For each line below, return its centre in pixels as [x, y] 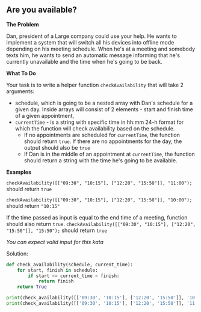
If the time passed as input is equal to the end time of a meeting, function [97, 217]
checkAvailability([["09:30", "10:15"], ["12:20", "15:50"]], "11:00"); [99, 183]
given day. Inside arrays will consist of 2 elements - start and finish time [104, 109]
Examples [19, 172]
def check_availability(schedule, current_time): [70, 265]
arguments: [20, 91]
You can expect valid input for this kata [55, 242]
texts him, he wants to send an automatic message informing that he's [93, 55]
